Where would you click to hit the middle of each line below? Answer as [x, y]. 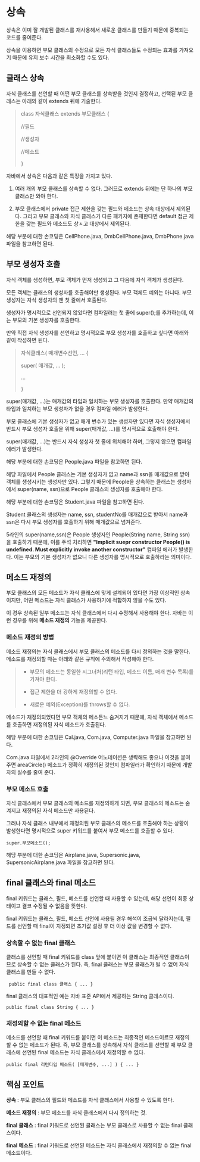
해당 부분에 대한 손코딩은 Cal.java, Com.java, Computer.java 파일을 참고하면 [96, 737]
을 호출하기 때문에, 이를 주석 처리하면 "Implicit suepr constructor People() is [98, 542]
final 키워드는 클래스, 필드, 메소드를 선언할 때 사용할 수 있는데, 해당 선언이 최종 [97, 898]
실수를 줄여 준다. [36, 772]
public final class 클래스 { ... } [51, 984]
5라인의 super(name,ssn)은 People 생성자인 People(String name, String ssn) [98, 535]
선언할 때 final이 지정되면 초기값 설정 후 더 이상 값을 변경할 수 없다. [94, 926]
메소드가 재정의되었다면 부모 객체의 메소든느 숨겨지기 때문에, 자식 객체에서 [92, 717]
